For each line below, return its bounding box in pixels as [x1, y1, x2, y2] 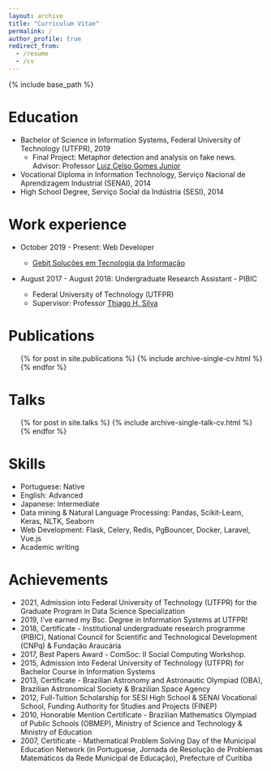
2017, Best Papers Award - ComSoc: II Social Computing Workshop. [19, 649, 246, 659]
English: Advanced [19, 490, 84, 500]
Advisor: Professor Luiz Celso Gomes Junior [32, 160, 181, 171]
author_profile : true [8, 34, 82, 43]
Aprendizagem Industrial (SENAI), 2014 [19, 178, 152, 188]
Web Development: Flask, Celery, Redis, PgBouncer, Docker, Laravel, [19, 525, 251, 534]
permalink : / [8, 27, 53, 35]
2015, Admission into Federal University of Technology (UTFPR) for [19, 658, 245, 668]
